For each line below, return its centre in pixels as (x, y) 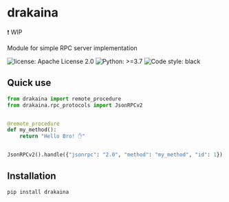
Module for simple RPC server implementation (72, 48)
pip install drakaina (38, 192)
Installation (32, 176)
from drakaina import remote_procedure (64, 99)
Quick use (29, 83)
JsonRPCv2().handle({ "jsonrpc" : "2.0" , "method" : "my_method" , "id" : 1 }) (115, 155)
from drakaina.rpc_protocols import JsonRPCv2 (75, 105)
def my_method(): (32, 130)
